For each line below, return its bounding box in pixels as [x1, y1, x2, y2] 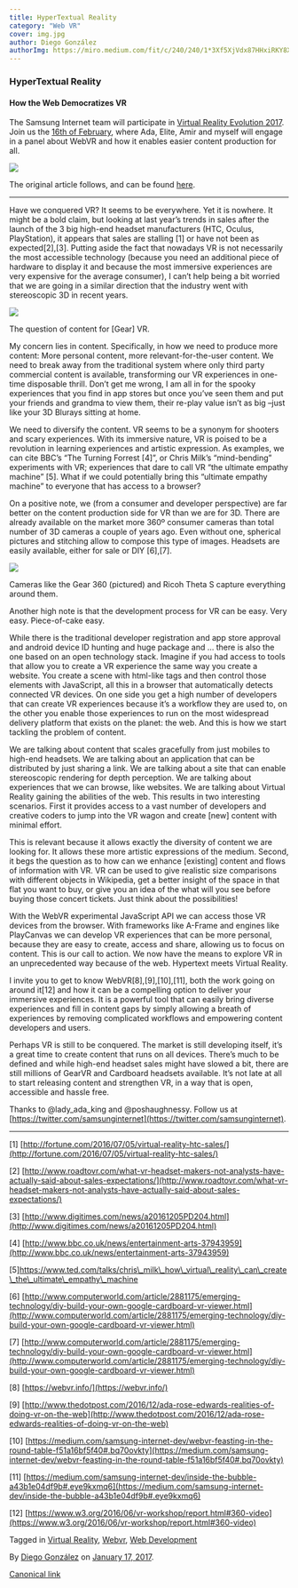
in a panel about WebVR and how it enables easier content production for [9, 136, 277, 147]
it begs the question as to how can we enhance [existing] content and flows [9, 856, 286, 866]
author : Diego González [9, 37, 98, 47]
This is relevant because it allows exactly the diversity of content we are [9, 837, 273, 848]
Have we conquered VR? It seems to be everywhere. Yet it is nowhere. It [9, 205, 273, 216]
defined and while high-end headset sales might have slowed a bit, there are [9, 1058, 289, 1069]
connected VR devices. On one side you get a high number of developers [9, 690, 278, 700]
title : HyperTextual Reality [9, 12, 117, 22]
